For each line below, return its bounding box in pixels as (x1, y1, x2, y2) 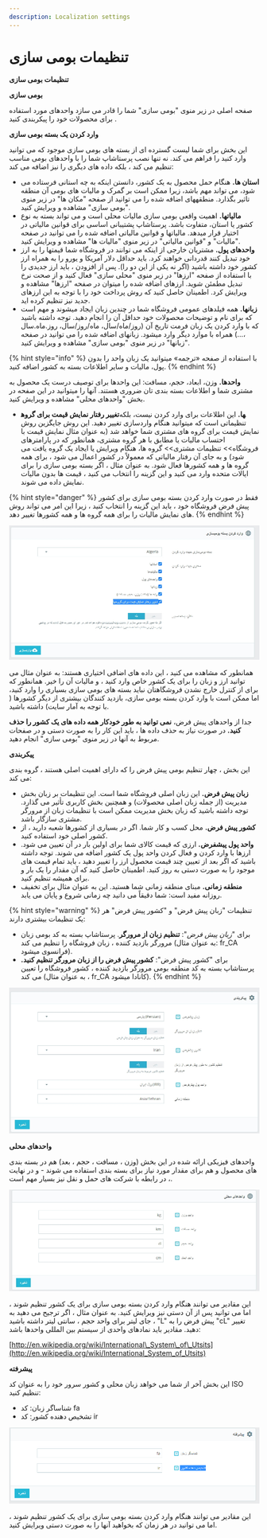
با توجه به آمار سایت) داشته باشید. (9, 701, 110, 712)
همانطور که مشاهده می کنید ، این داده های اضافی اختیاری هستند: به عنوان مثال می (9, 668, 253, 677)
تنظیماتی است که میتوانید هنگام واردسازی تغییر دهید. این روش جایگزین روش (20, 418, 247, 427)
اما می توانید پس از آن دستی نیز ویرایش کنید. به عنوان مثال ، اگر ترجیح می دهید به (9, 1307, 251, 1317)
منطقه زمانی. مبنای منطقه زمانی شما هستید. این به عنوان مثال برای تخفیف (20, 882, 243, 892)
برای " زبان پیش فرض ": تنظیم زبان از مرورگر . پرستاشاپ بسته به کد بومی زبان (20, 930, 251, 939)
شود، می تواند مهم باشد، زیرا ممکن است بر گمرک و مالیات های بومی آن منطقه (20, 185, 255, 195)
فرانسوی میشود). (20, 947, 73, 956)
